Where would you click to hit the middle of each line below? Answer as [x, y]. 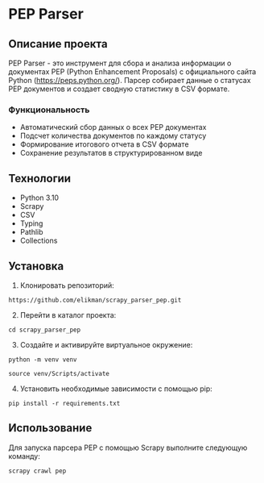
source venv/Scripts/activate [59, 373]
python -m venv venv [43, 360]
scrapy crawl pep [37, 471]
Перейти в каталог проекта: [68, 314]
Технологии [39, 178]
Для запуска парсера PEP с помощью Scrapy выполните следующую [128, 448]
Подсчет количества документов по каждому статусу [113, 136]
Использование [50, 428]
